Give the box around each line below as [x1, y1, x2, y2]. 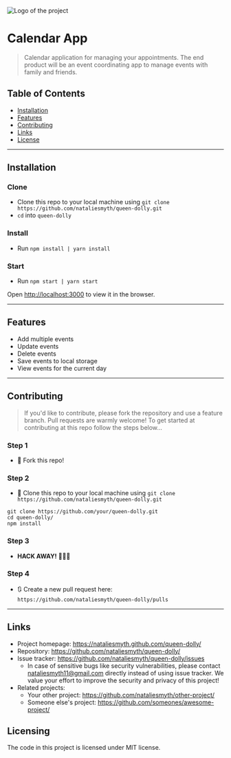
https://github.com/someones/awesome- [97, 698, 214, 706]
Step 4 [7, 569, 30, 578]
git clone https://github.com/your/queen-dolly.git [7, 508, 158, 515]
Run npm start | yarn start [16, 277, 98, 285]
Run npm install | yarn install [16, 244, 111, 252]
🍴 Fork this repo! [16, 456, 64, 464]
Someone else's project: [27, 698, 96, 706]
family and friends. [23, 67, 78, 76]
